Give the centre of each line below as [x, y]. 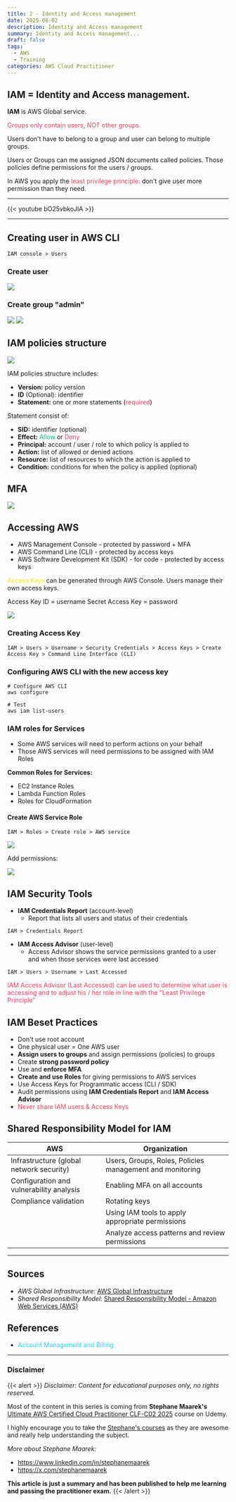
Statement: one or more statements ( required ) [85, 402]
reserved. [21, 1393]
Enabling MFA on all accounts [154, 1185]
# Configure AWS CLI [38, 686]
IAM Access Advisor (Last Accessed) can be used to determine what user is [118, 985]
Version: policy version [51, 387]
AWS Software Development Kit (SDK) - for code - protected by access [121, 559]
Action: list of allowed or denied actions [75, 452]
